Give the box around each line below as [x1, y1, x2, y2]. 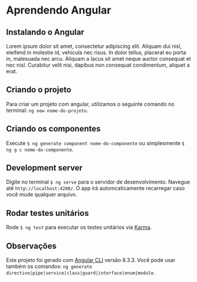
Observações [6, 241, 57, 251]
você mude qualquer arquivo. [6, 191, 78, 198]
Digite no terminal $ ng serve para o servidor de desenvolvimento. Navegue [6, 178, 191, 186]
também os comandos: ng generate [6, 263, 92, 270]
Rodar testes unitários [6, 208, 89, 218]
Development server [6, 163, 83, 173]
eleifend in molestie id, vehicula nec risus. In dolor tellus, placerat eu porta [6, 49, 186, 56]
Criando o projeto [6, 85, 72, 95]
